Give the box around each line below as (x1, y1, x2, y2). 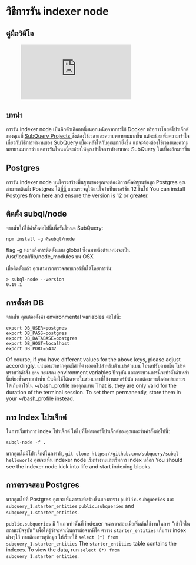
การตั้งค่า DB (6, 298, 44, 308)
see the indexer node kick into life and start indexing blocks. (6, 463, 152, 470)
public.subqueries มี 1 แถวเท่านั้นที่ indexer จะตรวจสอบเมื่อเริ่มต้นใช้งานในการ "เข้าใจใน (6, 520, 190, 527)
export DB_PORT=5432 (6, 346, 57, 352)
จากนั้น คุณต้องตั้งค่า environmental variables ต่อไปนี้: (6, 314, 121, 321)
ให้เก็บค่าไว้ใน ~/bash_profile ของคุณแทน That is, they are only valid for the (6, 382, 177, 390)
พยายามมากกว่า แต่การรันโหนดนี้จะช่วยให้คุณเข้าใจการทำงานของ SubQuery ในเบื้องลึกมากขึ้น (6, 145, 190, 152)
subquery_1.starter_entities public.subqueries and (6, 502, 134, 509)
